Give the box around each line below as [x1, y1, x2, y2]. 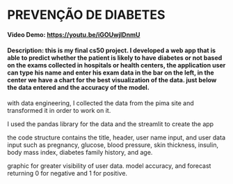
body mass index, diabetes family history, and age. [7, 148, 153, 156]
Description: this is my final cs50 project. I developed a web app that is [7, 46, 216, 55]
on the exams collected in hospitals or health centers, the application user [7, 61, 226, 70]
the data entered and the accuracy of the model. [7, 84, 150, 92]
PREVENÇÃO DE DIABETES [7, 7, 166, 23]
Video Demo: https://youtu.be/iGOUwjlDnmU [7, 30, 140, 38]
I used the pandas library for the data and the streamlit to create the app [7, 119, 214, 128]
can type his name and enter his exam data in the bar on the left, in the [7, 68, 214, 77]
